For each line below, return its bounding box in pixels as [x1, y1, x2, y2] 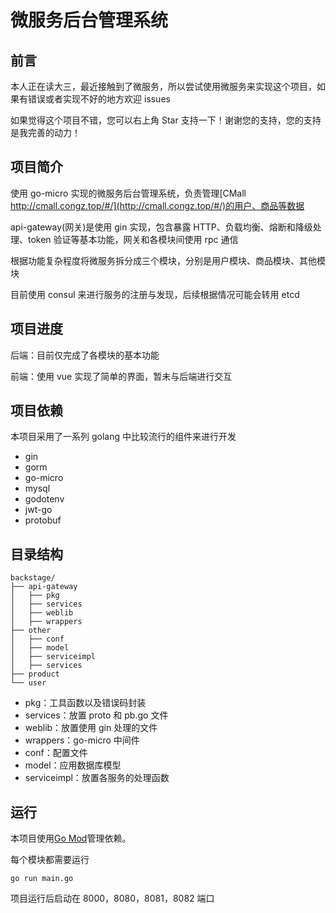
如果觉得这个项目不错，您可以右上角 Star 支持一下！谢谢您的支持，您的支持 [10, 114, 322, 126]
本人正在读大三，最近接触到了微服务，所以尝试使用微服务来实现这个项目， [10, 81, 317, 92]
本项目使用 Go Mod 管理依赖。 [10, 832, 132, 845]
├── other [10, 626, 52, 636]
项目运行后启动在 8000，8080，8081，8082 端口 [10, 892, 215, 905]
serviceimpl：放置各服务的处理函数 [24, 772, 170, 784]
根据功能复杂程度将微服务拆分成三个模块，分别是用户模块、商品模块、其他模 [10, 254, 326, 266]
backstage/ [10, 573, 56, 583]
